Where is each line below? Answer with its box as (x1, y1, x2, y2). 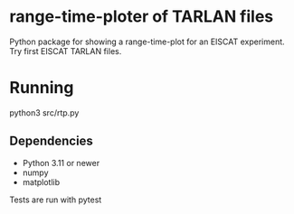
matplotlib (22, 176, 61, 187)
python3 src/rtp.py (9, 107, 80, 118)
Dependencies (9, 134, 93, 149)
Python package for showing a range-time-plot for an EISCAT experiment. (9, 36, 285, 47)
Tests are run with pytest (9, 194, 102, 205)
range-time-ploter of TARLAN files (9, 6, 274, 27)
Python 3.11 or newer (22, 157, 100, 168)
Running (9, 78, 74, 98)
